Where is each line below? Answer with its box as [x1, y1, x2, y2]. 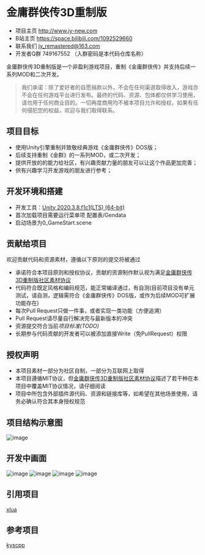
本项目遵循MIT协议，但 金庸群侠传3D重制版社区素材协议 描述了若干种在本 [15, 374, 199, 382]
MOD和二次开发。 [17, 70, 62, 78]
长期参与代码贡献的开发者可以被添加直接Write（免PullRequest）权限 [15, 330, 188, 337]
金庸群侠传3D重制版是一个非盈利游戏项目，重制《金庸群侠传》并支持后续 [6, 62, 191, 70]
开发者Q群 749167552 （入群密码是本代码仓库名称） [15, 50, 147, 57]
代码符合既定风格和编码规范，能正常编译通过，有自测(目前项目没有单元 [15, 284, 195, 291]
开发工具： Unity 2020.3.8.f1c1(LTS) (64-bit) [15, 203, 125, 211]
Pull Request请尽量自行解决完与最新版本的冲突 [15, 315, 133, 322]
